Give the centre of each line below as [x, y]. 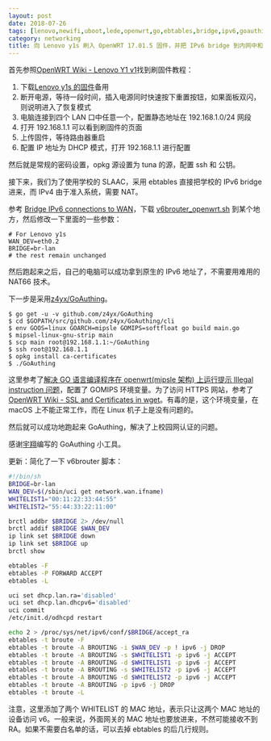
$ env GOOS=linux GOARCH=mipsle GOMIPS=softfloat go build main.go [124, 329]
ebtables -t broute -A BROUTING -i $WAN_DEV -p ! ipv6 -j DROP [117, 647]
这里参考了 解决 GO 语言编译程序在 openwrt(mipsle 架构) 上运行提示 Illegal [131, 379]
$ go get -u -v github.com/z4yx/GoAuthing [81, 314]
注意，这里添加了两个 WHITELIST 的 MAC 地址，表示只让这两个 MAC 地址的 [134, 709]
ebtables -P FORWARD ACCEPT [56, 573]
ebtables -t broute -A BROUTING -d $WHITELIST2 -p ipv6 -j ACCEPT [122, 678]
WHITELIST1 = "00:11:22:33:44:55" [63, 499]
